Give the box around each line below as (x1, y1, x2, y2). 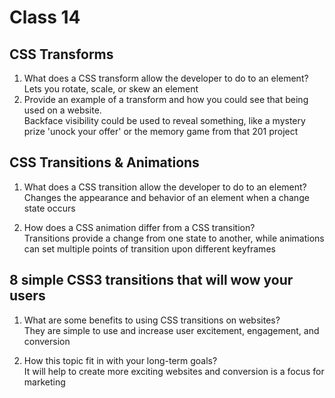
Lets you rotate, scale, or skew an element (23, 83, 199, 95)
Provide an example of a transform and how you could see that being (23, 94, 309, 105)
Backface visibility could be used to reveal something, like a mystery (23, 115, 306, 126)
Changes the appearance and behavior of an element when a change (23, 191, 310, 203)
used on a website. (23, 104, 102, 116)
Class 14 (9, 6, 81, 29)
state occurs (23, 202, 76, 214)
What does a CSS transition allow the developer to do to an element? (23, 181, 307, 193)
